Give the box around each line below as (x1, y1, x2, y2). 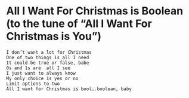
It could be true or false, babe (6, 60, 89, 66)
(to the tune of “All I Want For (6, 17, 152, 30)
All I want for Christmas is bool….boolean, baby (6, 85, 132, 92)
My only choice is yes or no (6, 75, 79, 81)
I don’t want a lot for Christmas (6, 49, 92, 55)
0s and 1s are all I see (6, 65, 70, 71)
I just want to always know (6, 70, 76, 76)
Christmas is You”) (6, 30, 102, 43)
